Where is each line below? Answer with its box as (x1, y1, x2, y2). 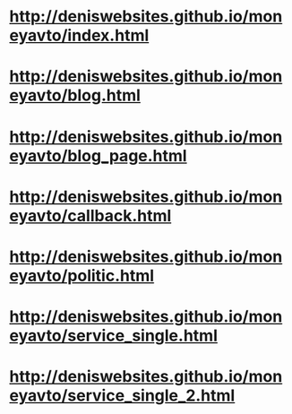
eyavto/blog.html (9, 85, 142, 106)
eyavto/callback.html (9, 205, 172, 226)
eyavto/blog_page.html (9, 145, 187, 166)
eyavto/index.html (9, 25, 150, 46)
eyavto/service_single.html (9, 325, 218, 346)
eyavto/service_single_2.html (9, 385, 236, 406)
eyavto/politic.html (9, 265, 155, 286)
